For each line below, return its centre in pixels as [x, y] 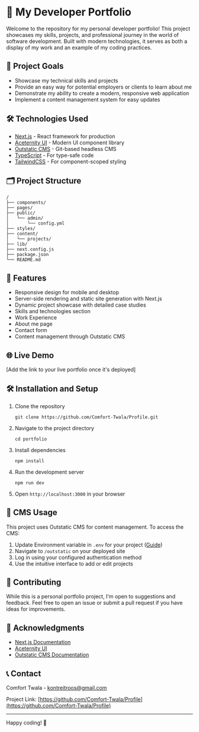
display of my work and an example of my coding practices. [79, 48]
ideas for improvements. [36, 609]
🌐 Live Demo [30, 355]
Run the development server [49, 472]
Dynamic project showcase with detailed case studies [80, 305]
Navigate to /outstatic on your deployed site [70, 551]
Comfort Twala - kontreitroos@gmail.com [57, 688]
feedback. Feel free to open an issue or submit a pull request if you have [94, 603]
